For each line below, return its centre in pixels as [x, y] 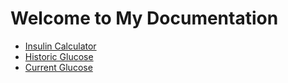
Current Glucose [58, 67]
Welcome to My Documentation [144, 18]
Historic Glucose [59, 56]
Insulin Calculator [60, 46]
